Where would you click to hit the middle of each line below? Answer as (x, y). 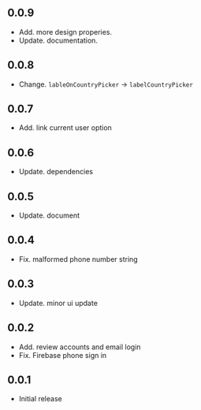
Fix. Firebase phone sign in (63, 355)
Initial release (40, 399)
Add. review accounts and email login (80, 347)
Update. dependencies (56, 172)
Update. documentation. (58, 40)
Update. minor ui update (58, 303)
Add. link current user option (65, 128)
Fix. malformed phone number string (78, 259)
